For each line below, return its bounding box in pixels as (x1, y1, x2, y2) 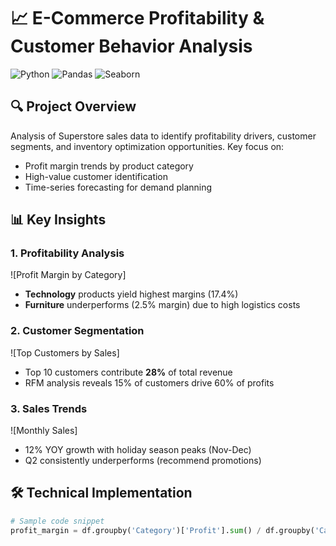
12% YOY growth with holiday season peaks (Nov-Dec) (24, 444, 252, 456)
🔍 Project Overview (10, 98, 137, 115)
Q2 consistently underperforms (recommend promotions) (24, 455, 262, 467)
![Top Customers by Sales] (10, 346, 120, 359)
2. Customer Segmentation (10, 324, 145, 338)
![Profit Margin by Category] (10, 269, 127, 281)
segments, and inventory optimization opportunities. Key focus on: (10, 140, 285, 152)
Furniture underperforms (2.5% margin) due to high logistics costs (24, 299, 301, 311)
